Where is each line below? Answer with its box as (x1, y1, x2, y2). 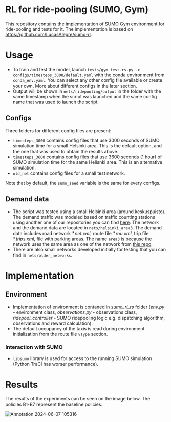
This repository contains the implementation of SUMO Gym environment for (5, 20, 165, 27)
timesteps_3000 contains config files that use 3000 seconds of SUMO (12, 137, 160, 143)
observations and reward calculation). (12, 320, 93, 326)
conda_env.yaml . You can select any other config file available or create (12, 77, 163, 83)
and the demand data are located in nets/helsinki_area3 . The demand (12, 224, 162, 231)
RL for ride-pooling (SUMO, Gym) (5, 4, 148, 15)
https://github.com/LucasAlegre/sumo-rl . (5, 31, 92, 37)
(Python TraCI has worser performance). (12, 361, 99, 367)
